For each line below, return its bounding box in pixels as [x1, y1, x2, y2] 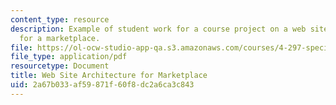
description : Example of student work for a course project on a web [10, 24, 307, 34]
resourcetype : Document [10, 61, 110, 71]
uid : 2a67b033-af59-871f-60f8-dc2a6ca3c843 [10, 80, 195, 90]
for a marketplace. [19, 33, 101, 43]
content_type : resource [10, 14, 110, 25]
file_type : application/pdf [10, 52, 128, 62]
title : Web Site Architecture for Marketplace [10, 71, 208, 81]
